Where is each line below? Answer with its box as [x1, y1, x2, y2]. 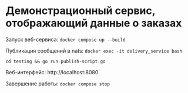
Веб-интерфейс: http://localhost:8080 [5, 68, 99, 75]
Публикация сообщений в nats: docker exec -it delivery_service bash [5, 47, 183, 54]
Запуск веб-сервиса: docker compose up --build [5, 36, 126, 43]
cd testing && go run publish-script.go [5, 58, 106, 64]
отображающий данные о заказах [5, 16, 182, 30]
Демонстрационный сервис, [5, 4, 156, 18]
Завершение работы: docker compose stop [5, 80, 110, 87]
